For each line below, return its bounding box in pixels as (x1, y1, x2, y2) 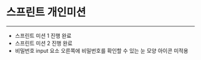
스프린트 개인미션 (6, 5, 86, 19)
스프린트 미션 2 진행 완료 (14, 40, 73, 47)
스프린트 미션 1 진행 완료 (14, 32, 72, 39)
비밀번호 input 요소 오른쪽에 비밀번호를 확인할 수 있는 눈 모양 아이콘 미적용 (14, 47, 188, 54)
